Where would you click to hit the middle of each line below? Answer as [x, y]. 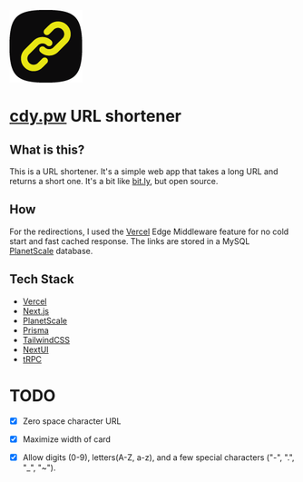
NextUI [35, 349]
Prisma [36, 330]
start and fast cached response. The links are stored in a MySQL [130, 241]
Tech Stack [42, 279]
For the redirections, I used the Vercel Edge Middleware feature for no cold [149, 231]
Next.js [36, 310]
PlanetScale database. [51, 251]
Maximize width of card [67, 439]
